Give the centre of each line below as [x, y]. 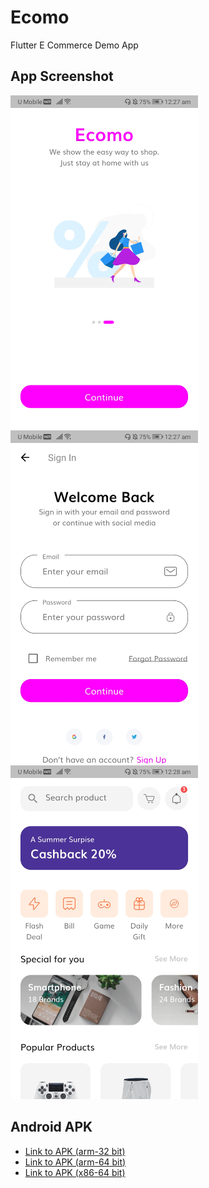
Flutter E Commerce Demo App [74, 45]
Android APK [51, 1127]
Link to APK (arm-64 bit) [75, 1162]
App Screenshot [62, 76]
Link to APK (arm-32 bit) [75, 1151]
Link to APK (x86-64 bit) [75, 1172]
